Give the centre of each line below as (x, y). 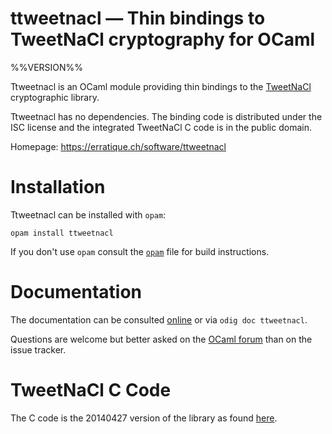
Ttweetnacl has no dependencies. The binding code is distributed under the (166, 116)
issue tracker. (38, 349)
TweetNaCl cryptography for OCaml (163, 39)
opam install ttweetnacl (62, 233)
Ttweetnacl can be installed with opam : (88, 214)
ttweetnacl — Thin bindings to (138, 18)
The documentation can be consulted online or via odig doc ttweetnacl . (159, 319)
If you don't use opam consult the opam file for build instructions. (140, 251)
